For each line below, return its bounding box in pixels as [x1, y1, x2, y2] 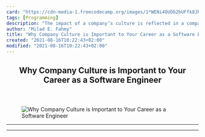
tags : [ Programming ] [6, 15, 59, 21]
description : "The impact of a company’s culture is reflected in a [6, 20, 184, 26]
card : [6, 9, 20, 15]
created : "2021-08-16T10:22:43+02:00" [6, 37, 105, 43]
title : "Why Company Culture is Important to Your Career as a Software [6, 32, 195, 38]
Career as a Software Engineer [43, 75, 162, 85]
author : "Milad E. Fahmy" [6, 26, 72, 32]
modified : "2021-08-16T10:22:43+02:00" [6, 43, 108, 49]
